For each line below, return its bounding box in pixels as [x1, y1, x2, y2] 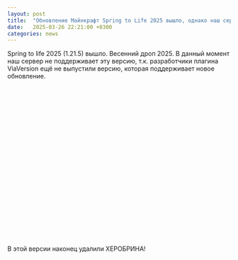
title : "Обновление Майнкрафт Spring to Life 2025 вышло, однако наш [7, 17, 220, 24]
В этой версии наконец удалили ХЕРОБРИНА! [7, 244, 147, 253]
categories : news [7, 30, 59, 37]
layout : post [7, 10, 46, 18]
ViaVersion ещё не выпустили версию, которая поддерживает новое [7, 64, 215, 73]
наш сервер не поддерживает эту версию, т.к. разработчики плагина [7, 57, 218, 66]
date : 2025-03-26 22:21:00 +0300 [7, 23, 113, 30]
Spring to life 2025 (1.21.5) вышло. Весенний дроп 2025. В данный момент [7, 49, 230, 58]
